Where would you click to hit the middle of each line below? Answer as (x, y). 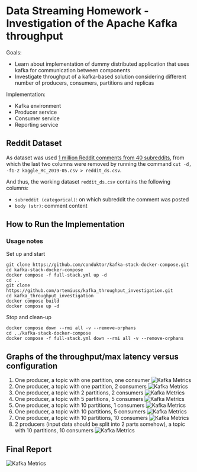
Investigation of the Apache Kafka (92, 23)
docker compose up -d (33, 306)
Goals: (14, 52)
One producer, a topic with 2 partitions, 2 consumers (79, 393)
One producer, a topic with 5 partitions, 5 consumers (79, 399)
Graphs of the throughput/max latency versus (92, 357)
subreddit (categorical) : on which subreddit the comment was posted (102, 199)
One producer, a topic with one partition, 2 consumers (80, 387)
